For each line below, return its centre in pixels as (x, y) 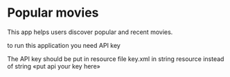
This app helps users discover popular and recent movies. (90, 32)
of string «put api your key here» (54, 66)
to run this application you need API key (64, 45)
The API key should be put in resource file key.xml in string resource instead (116, 59)
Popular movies (53, 13)
